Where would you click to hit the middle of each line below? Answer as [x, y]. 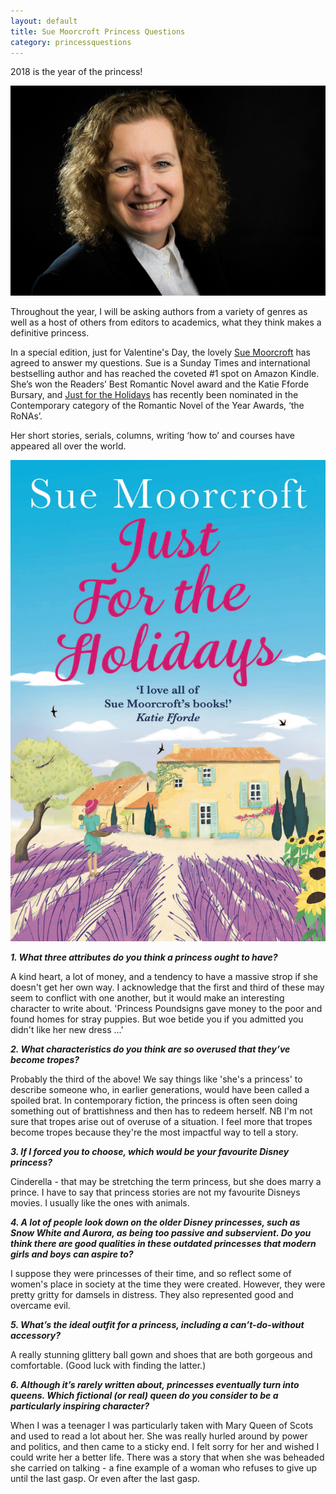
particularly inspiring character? [80, 1406]
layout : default [44, 21]
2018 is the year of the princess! [76, 72]
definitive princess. [50, 332]
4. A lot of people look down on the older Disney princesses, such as [155, 1222]
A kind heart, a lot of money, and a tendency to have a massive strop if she [164, 976]
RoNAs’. [26, 416]
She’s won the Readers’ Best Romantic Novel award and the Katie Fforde [160, 384]
